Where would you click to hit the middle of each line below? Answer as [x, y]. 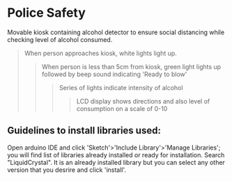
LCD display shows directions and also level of [143, 101]
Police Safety [46, 13]
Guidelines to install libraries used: [84, 131]
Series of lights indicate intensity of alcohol [121, 87]
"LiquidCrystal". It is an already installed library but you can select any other [116, 162]
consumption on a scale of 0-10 [122, 108]
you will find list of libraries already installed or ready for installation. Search [116, 154]
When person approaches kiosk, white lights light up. [101, 53]
